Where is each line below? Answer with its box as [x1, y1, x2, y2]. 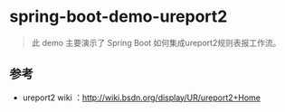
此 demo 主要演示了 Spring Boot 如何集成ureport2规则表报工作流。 [31, 37, 281, 48]
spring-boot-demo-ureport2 [9, 6, 228, 27]
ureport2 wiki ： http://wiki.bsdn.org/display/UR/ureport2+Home [22, 92, 261, 103]
